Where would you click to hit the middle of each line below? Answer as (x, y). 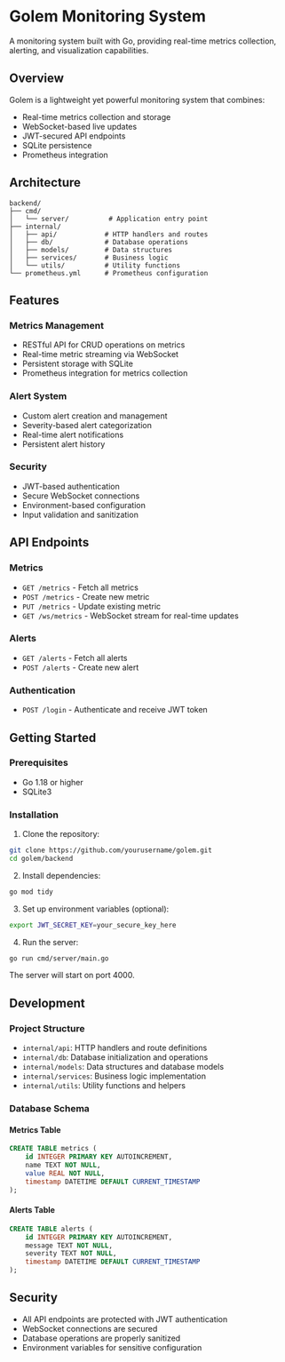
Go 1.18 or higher (52, 782)
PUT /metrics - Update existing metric (91, 606)
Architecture (45, 183)
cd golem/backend (41, 858)
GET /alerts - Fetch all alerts (75, 657)
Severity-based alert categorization (87, 425)
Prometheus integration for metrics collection (105, 373)
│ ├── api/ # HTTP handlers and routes (109, 234)
